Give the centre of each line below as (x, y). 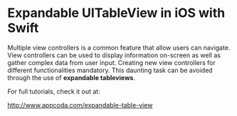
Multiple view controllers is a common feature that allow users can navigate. (119, 47)
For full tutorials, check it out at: (54, 91)
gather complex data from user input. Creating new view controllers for (111, 62)
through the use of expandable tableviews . (71, 77)
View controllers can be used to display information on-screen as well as (114, 55)
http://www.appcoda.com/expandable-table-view (80, 105)
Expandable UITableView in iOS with (116, 13)
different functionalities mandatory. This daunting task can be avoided (110, 70)
